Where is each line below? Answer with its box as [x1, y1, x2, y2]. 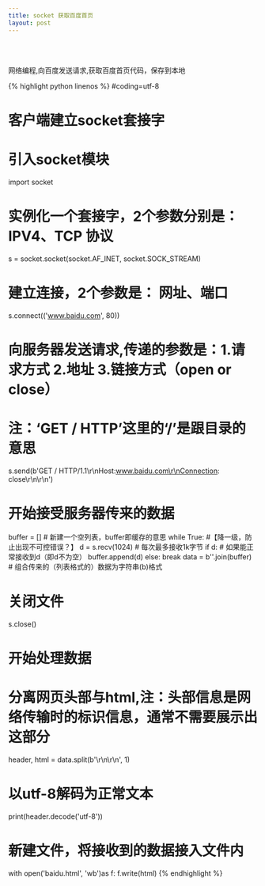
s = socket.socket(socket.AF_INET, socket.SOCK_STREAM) [8, 254, 202, 263]
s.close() [8, 619, 37, 629]
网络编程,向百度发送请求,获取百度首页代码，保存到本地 [8, 65, 186, 75]
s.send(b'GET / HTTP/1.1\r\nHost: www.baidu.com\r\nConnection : [8, 466, 220, 475]
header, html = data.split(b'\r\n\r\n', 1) [8, 755, 131, 764]
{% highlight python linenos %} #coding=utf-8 [8, 81, 160, 91]
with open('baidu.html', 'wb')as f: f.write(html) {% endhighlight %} [8, 868, 223, 878]
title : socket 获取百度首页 [8, 11, 93, 20]
